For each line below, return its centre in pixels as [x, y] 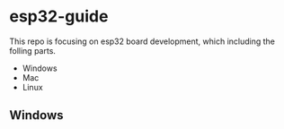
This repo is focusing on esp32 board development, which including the [142, 41]
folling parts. [33, 50]
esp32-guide [59, 17]
